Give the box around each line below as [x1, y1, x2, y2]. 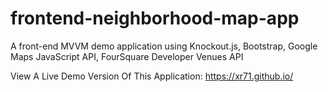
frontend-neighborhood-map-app [10, 7, 300, 30]
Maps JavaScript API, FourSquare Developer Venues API [10, 50, 244, 62]
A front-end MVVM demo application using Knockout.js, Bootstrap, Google [10, 40, 318, 52]
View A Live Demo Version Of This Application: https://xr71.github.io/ [10, 70, 294, 82]
